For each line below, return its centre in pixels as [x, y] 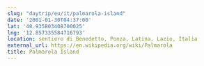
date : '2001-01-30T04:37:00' [49, 20]
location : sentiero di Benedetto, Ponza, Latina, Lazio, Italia [102, 39]
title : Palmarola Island [43, 52]
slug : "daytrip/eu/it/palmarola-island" [67, 13]
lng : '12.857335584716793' [46, 33]
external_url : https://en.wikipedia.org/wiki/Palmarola [90, 45]
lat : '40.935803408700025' [46, 26]
